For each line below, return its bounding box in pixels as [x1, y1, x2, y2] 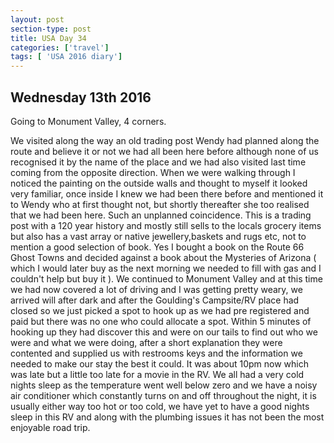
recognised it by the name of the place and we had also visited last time [10, 156, 307, 168]
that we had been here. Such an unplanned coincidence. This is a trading [10, 209, 312, 221]
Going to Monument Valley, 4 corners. [10, 115, 167, 127]
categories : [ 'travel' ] [10, 42, 110, 53]
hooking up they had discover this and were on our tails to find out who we [10, 326, 318, 338]
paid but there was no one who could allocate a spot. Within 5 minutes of [10, 315, 312, 327]
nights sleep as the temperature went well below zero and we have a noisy [10, 379, 318, 391]
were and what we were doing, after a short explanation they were [10, 336, 283, 348]
